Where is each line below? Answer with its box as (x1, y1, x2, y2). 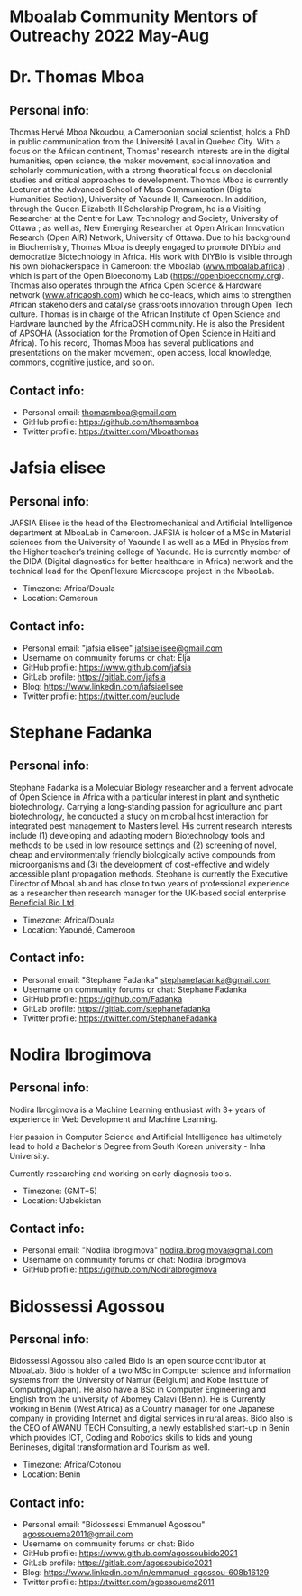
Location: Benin (22, 1469, 81, 1480)
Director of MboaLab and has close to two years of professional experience (9, 877, 290, 888)
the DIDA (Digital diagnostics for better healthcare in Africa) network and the (9, 556, 294, 566)
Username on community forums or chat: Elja (22, 652, 191, 663)
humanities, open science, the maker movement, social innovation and (9, 155, 271, 166)
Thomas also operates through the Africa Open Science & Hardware (9, 280, 263, 291)
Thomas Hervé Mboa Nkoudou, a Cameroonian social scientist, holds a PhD (9, 126, 291, 137)
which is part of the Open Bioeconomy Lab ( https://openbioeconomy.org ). (9, 271, 285, 282)
